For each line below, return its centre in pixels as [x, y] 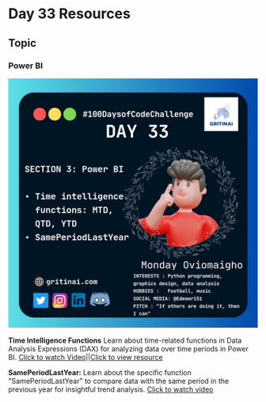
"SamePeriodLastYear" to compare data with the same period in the [119, 381]
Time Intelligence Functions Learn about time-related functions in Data [125, 340]
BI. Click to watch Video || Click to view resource [86, 357]
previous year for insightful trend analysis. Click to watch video [111, 389]
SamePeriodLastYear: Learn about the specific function [100, 372]
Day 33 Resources [69, 14]
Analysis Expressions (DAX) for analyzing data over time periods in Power [129, 348]
